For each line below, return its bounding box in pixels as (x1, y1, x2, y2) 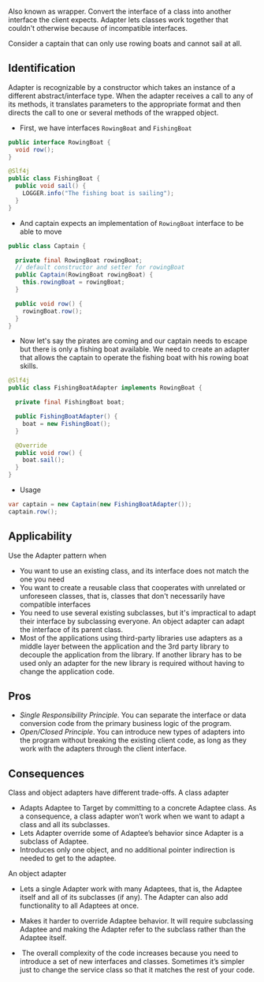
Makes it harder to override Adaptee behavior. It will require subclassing (19, 916, 254, 926)
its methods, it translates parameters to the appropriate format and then (8, 99, 241, 109)
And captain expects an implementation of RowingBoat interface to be (19, 218, 244, 228)
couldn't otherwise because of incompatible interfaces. (8, 24, 188, 32)
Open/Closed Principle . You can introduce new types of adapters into (19, 727, 246, 737)
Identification (8, 62, 76, 75)
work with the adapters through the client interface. (19, 744, 188, 754)
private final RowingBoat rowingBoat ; (15, 256, 143, 264)
